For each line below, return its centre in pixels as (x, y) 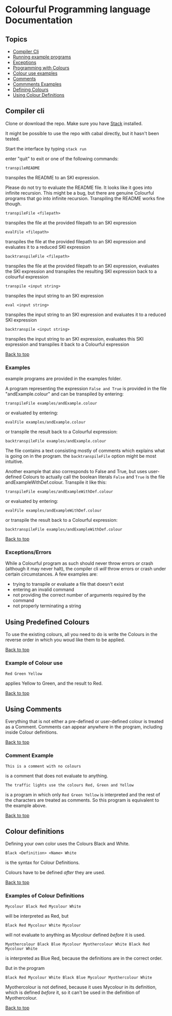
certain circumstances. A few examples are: (52, 574)
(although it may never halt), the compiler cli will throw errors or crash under (86, 569)
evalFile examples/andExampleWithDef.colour (53, 511)
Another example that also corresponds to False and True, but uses (76, 472)
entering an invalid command (43, 589)
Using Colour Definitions (39, 95)
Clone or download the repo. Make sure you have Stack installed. (74, 123)
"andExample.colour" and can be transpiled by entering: (64, 394)
